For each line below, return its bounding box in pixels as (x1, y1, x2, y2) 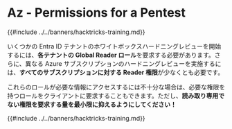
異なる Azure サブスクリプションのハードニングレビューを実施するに (25, 59, 222, 67)
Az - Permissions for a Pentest (7, 5, 186, 21)
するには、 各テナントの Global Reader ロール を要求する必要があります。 (7, 51, 215, 59)
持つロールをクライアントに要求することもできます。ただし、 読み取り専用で (7, 92, 225, 100)
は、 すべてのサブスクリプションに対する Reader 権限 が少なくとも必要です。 (7, 68, 224, 76)
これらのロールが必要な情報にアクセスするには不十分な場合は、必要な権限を (7, 83, 226, 91)
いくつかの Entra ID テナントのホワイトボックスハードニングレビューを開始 (7, 42, 222, 50)
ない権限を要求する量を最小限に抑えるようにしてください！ (7, 100, 177, 108)
